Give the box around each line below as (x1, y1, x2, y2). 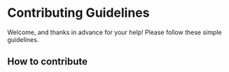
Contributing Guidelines (7, 5, 150, 21)
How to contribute (7, 56, 88, 68)
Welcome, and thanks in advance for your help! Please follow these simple (7, 28, 222, 36)
